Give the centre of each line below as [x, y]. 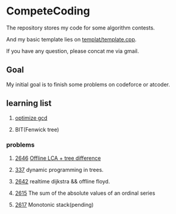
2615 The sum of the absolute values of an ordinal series [85, 193]
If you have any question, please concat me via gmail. [73, 51]
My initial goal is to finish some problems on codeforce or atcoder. [88, 84]
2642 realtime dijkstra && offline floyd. [62, 181]
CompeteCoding [48, 11]
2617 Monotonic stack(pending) [54, 204]
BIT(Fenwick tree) [37, 129]
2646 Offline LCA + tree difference [58, 158]
